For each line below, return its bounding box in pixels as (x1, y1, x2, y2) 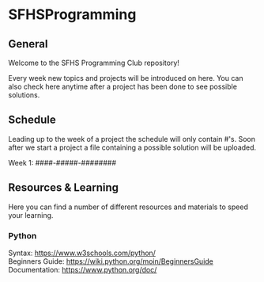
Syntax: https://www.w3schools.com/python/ (8, 248, 157, 257)
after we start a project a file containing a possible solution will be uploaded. (8, 143, 257, 152)
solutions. (8, 90, 40, 100)
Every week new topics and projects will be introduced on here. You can (8, 74, 243, 82)
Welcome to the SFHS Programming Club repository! (8, 58, 180, 67)
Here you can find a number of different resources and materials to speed (8, 202, 249, 211)
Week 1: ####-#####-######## (8, 158, 117, 167)
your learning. (8, 210, 54, 219)
